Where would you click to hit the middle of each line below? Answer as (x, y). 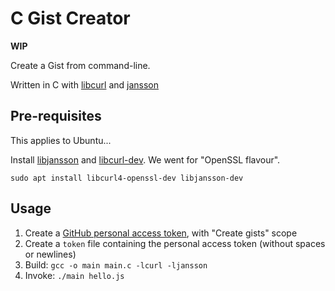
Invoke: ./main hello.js (74, 275)
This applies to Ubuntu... (61, 140)
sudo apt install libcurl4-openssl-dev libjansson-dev (127, 178)
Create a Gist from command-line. (80, 65)
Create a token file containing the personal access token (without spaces (175, 243)
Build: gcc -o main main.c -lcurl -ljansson (116, 264)
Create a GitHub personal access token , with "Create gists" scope (161, 233)
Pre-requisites (56, 116)
